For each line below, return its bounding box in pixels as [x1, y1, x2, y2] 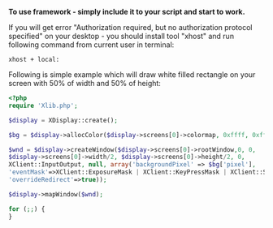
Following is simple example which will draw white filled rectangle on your [8, 70, 256, 80]
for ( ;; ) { [8, 204, 45, 213]
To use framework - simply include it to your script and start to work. [8, 7, 245, 16]
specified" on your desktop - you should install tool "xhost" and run [8, 32, 234, 41]
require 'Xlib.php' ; [8, 101, 79, 110]
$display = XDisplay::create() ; [8, 116, 118, 124]
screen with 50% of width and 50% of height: [8, 79, 161, 88]
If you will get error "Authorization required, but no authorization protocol [8, 23, 253, 32]
